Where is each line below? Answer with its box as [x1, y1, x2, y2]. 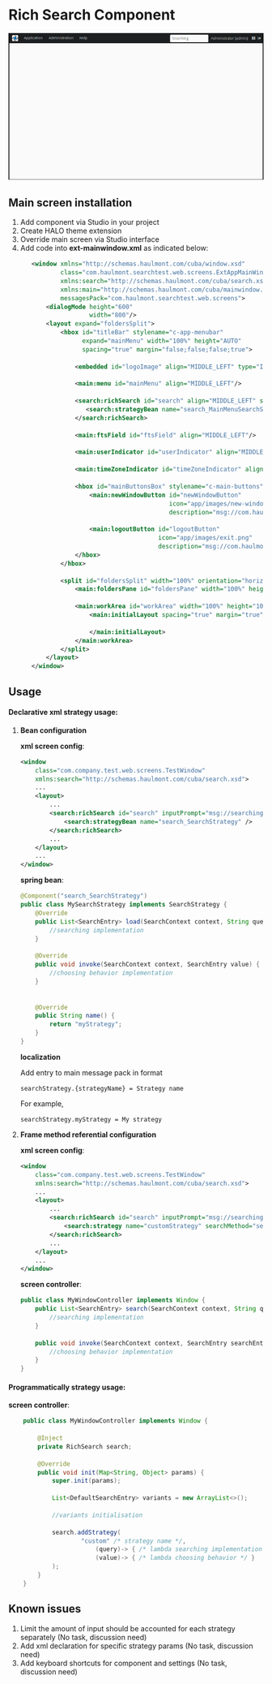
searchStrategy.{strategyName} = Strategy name [19, 1084, 184, 1092]
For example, [19, 1098, 64, 1109]
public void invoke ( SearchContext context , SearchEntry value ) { [35, 960, 261, 969]
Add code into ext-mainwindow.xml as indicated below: [19, 243, 209, 253]
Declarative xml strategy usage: [8, 708, 119, 717]
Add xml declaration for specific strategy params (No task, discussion [19, 1641, 253, 1651]
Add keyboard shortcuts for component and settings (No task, [19, 1658, 228, 1668]
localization [19, 1052, 61, 1062]
